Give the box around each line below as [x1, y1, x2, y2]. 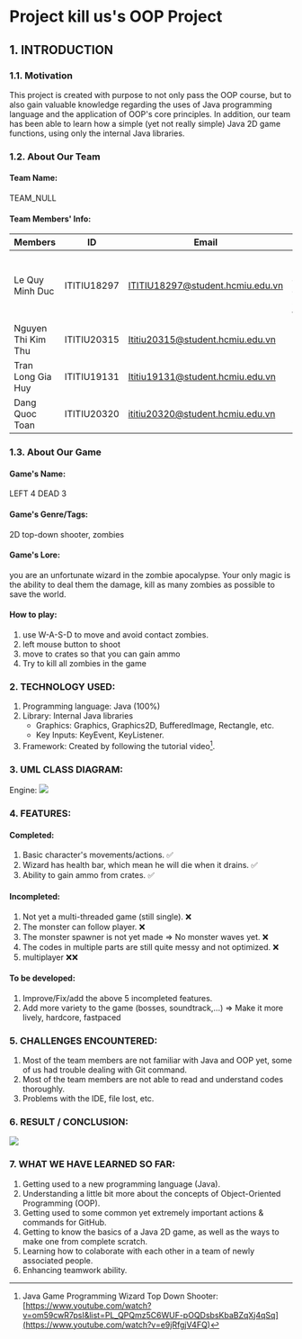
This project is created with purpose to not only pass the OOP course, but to [9, 89, 292, 100]
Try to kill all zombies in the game [22, 657, 147, 668]
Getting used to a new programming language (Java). [22, 1178, 221, 1190]
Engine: [9, 785, 38, 796]
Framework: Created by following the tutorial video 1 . [22, 739, 216, 751]
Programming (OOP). [22, 1198, 101, 1208]
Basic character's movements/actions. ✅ [22, 849, 173, 861]
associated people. [22, 1254, 93, 1266]
